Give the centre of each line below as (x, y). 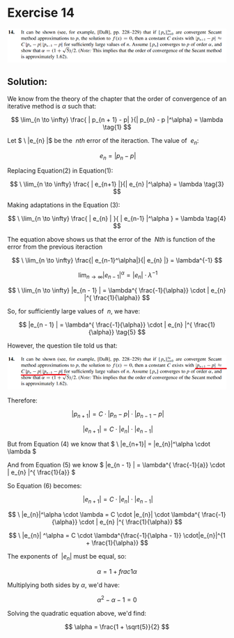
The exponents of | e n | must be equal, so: (67, 557)
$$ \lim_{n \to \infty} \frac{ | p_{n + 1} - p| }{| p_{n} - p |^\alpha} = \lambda (117, 119)
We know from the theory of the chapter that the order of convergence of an (117, 98)
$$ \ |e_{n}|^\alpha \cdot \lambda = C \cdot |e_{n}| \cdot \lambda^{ (104, 515)
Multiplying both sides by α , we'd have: (63, 585)
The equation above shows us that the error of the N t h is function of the (111, 240)
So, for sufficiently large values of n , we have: (74, 311)
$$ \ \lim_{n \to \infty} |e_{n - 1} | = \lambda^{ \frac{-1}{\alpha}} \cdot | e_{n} (117, 290)
